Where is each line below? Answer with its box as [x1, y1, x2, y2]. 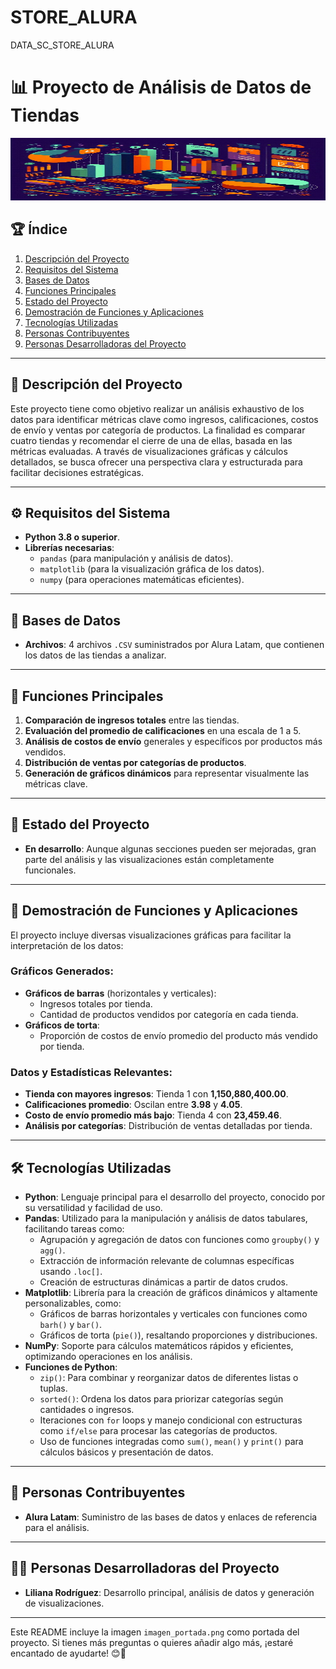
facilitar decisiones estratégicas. [10, 466, 145, 478]
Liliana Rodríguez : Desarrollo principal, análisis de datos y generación [24, 1586, 315, 1598]
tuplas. [39, 1382, 68, 1394]
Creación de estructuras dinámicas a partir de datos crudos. [39, 1276, 288, 1288]
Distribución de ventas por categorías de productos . [24, 756, 247, 768]
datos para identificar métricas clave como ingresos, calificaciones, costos [10, 413, 319, 425]
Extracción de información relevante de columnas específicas [39, 1254, 295, 1266]
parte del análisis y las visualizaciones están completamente [24, 853, 275, 865]
